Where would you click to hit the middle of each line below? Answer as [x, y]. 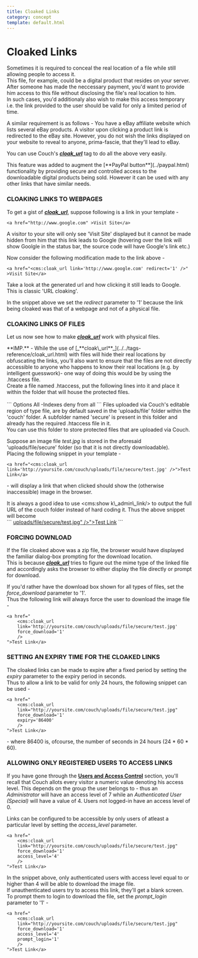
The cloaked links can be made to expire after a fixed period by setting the [97, 670]
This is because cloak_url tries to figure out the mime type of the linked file [98, 563]
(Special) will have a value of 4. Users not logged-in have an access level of [98, 800]
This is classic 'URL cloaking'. [43, 291]
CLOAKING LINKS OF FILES [46, 324]
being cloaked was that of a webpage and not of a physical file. [83, 309]
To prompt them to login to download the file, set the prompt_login [87, 896]
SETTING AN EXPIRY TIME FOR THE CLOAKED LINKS [83, 657]
